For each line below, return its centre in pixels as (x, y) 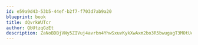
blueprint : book (26, 17)
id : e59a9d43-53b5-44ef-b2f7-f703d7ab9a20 (59, 11)
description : (22, 33)
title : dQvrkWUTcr (29, 22)
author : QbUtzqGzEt (30, 28)
